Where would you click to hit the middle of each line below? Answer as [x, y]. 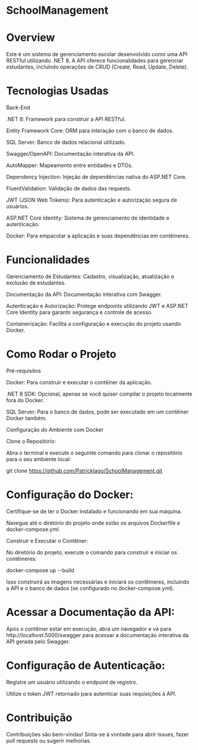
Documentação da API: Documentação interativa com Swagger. [84, 294]
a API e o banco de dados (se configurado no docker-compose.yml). [90, 588]
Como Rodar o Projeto [61, 354]
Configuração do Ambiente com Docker [55, 430]
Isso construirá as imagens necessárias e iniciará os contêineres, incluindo [98, 582]
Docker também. [27, 418]
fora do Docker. [25, 400]
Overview [31, 38]
